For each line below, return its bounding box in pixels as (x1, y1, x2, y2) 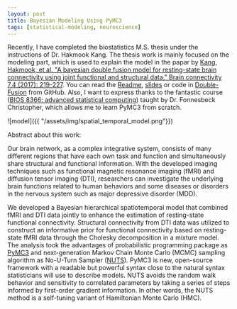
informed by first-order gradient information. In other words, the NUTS (7, 286, 214, 295)
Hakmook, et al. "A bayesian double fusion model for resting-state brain (7, 65, 217, 74)
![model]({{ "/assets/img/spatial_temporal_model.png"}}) (7, 117, 174, 125)
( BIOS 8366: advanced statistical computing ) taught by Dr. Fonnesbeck (7, 96, 216, 104)
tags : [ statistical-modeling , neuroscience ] (7, 23, 141, 30)
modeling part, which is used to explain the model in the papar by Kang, (7, 58, 218, 67)
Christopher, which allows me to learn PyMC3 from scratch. (7, 103, 182, 112)
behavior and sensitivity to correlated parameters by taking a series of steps (7, 279, 231, 287)
